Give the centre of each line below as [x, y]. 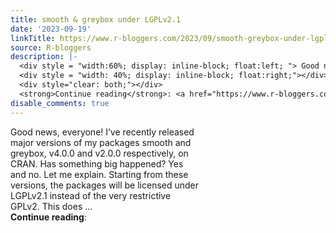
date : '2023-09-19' [51, 29]
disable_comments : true [60, 103]
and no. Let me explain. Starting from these [99, 174]
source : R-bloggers [51, 47]
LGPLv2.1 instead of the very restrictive [91, 195]
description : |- [44, 57]
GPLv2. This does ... [51, 206]
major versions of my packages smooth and [101, 142]
